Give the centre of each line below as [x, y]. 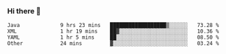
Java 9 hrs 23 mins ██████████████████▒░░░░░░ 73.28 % [113, 26]
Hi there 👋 [24, 11]
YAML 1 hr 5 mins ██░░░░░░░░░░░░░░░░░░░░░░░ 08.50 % [113, 37]
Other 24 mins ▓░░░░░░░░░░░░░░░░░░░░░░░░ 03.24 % [113, 44]
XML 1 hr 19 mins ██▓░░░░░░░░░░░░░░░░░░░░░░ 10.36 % [113, 31]
